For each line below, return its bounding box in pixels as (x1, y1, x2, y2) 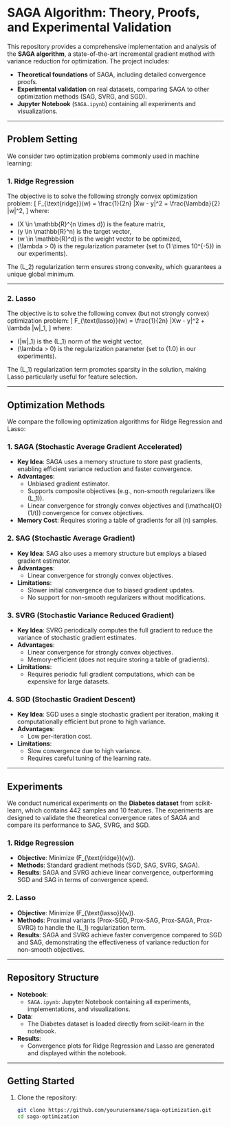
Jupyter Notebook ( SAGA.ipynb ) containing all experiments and (16, 99, 196, 108)
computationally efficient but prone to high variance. (16, 717, 166, 726)
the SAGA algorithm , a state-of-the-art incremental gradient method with (7, 50, 215, 58)
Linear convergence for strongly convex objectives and (27, 501, 184, 510)
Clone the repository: (16, 1093, 78, 1101)
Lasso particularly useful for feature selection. (7, 372, 137, 381)
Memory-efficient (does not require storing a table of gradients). (27, 655, 210, 664)
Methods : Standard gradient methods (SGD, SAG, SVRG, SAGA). (16, 861, 200, 870)
